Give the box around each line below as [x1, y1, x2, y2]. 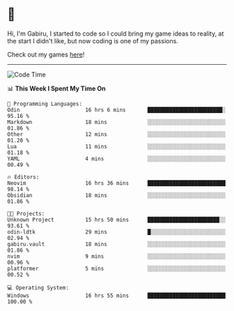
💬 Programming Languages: [7, 100, 82, 107]
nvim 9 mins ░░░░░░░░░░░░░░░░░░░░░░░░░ [7, 252, 226, 260]
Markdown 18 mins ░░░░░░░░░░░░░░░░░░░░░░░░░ [7, 119, 226, 126]
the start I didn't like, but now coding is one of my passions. [7, 36, 179, 45]
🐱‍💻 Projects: [7, 210, 45, 217]
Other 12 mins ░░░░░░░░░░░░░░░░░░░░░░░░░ [7, 130, 226, 138]
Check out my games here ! [7, 50, 85, 59]
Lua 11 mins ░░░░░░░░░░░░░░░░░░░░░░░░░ [7, 143, 226, 150]
